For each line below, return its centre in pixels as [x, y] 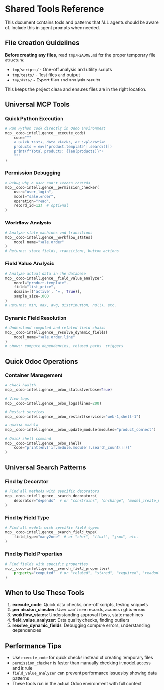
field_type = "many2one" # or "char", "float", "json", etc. [76, 537]
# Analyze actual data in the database [46, 274]
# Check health [20, 386]
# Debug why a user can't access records [48, 183]
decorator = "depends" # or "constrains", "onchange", [70, 501]
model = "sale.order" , [35, 197]
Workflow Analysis [28, 223]
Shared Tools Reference [55, 9]
